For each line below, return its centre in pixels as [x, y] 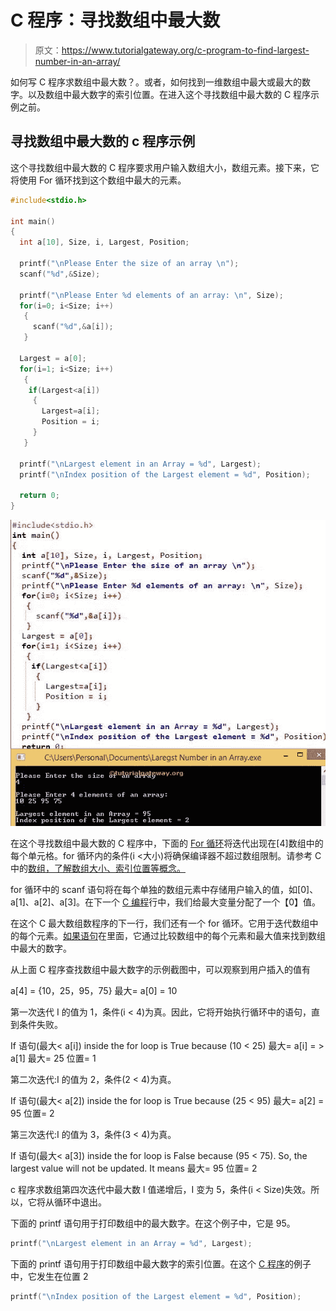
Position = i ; [71, 422]
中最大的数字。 [41, 948]
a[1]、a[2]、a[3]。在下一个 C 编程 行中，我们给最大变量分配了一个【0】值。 [166, 902]
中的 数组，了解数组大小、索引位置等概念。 [98, 868]
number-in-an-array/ [77, 61]
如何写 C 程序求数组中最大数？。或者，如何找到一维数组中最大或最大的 [156, 82]
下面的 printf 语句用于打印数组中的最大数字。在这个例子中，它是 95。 [153, 1223]
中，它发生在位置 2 [49, 1277]
